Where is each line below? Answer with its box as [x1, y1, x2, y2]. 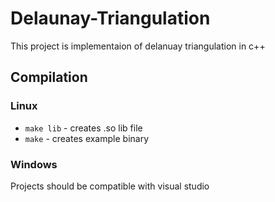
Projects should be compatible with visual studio [10, 180, 210, 192]
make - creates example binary [24, 132, 150, 144]
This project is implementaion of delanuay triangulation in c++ [10, 40, 266, 52]
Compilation [10, 69, 88, 86]
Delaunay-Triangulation [10, 7, 211, 30]
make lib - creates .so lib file [24, 122, 143, 134]
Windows [10, 157, 58, 171]
